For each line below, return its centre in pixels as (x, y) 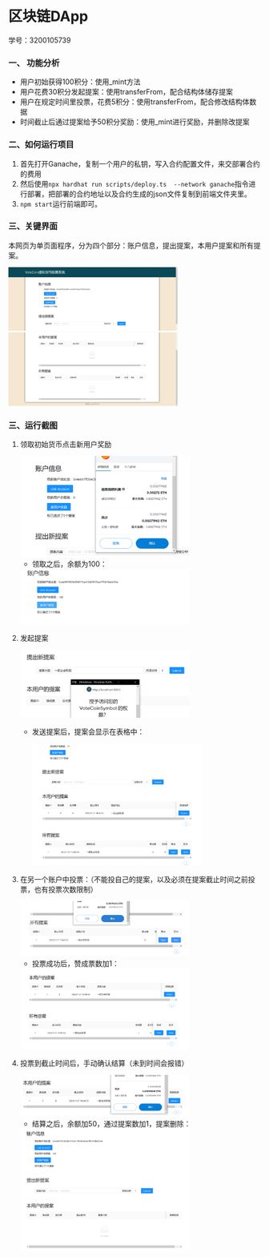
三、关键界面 (33, 227)
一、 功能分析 (34, 62)
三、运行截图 (33, 425)
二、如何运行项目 (41, 145)
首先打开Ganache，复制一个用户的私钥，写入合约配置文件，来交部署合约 (140, 163)
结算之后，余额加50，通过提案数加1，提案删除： (111, 1124)
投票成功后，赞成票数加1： (76, 964)
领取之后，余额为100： (69, 564)
